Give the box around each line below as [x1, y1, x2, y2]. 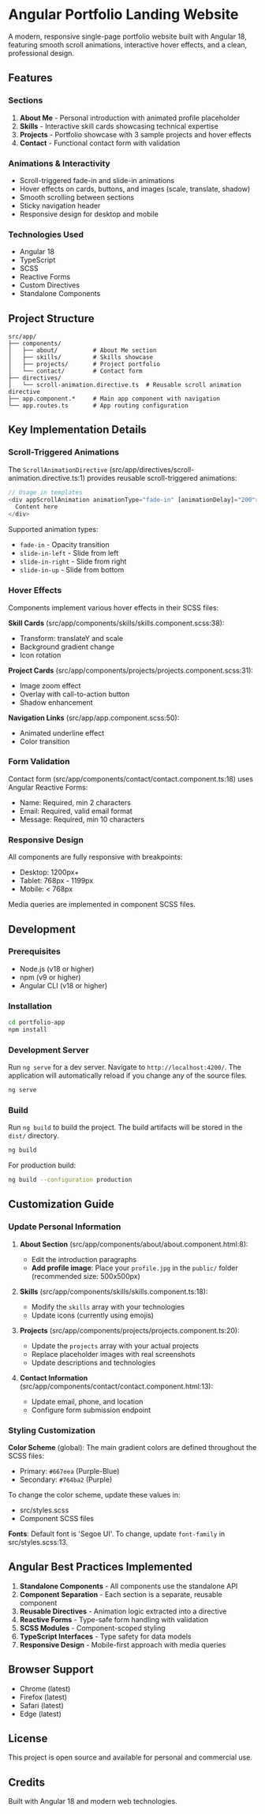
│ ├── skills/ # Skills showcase [8, 354, 154, 362]
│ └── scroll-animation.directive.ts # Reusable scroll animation [8, 381, 242, 389]
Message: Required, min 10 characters [19, 815, 144, 824]
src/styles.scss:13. [8, 1538, 69, 1547]
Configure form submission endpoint [31, 1405, 151, 1415]
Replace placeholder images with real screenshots [31, 1349, 196, 1359]
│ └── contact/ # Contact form [8, 367, 144, 376]
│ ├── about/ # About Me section [8, 347, 157, 354]
